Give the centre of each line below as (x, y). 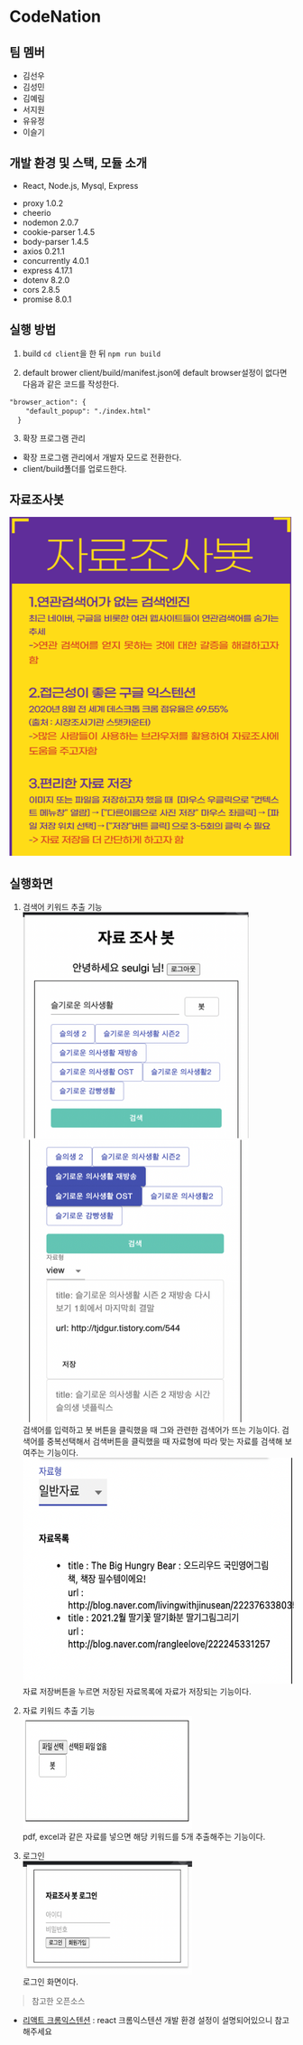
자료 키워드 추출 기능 (59, 1711)
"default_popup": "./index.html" (88, 411)
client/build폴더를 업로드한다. (74, 468)
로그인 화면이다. (50, 1982)
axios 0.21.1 (43, 251)
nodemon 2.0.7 (50, 222)
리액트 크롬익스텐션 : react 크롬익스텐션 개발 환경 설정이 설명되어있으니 (147, 2021)
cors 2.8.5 (41, 289)
